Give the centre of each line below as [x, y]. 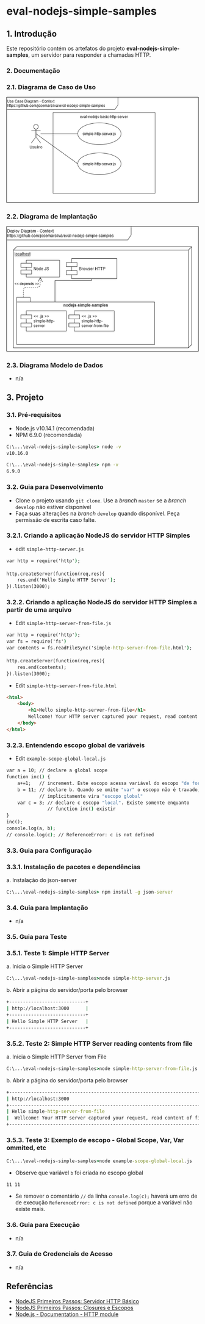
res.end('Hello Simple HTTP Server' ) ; [67, 580]
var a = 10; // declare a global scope [57, 770]
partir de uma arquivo [39, 610]
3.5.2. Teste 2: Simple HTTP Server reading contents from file [99, 1043]
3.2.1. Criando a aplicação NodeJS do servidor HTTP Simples [98, 535]
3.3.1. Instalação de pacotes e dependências [74, 867]
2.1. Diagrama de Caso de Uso [51, 87]
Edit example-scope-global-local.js [60, 759]
